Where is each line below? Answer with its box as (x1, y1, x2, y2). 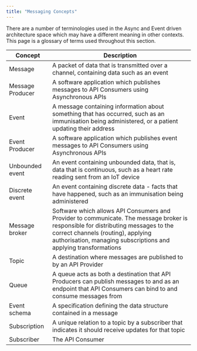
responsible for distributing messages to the (52, 221, 174, 229)
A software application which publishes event (52, 133, 178, 142)
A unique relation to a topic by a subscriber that (52, 318, 183, 326)
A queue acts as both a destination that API (52, 270, 171, 278)
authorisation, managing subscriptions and (52, 236, 170, 244)
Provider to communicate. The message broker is (52, 214, 188, 222)
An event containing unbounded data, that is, (52, 158, 176, 166)
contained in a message (52, 309, 118, 317)
